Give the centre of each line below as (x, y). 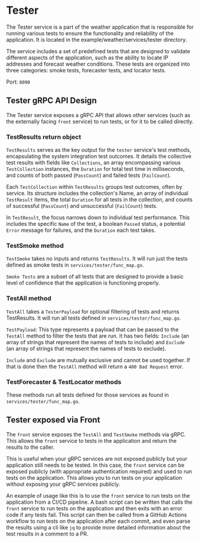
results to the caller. (30, 447)
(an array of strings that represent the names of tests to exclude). (86, 348)
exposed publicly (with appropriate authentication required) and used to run (99, 471)
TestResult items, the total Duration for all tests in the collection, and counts (99, 200)
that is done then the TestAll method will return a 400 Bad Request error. (95, 366)
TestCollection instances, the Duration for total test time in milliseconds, (96, 169)
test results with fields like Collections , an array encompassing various (93, 163)
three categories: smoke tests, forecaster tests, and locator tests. (86, 70)
